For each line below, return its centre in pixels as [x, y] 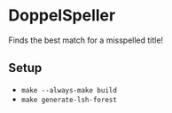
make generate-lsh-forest [69, 100]
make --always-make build [69, 90]
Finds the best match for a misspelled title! [86, 40]
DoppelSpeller [62, 16]
